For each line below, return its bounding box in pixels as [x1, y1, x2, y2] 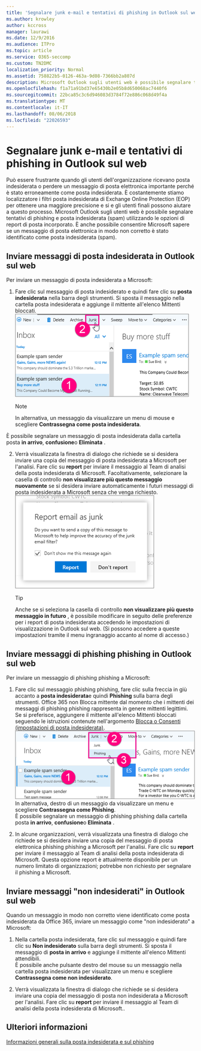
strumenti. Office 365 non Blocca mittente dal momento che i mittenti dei [14, 699, 194, 706]
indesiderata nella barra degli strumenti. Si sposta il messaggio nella [14, 295, 184, 302]
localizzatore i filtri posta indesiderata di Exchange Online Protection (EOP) [6, 196, 190, 203]
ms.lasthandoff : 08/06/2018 [6, 111, 77, 117]
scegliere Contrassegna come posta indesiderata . [14, 421, 142, 428]
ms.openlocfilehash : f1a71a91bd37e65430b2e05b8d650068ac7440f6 [6, 86, 167, 92]
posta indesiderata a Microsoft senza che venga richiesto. [14, 489, 159, 496]
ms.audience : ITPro [6, 41, 55, 47]
